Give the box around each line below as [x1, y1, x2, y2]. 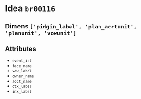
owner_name [12, 74, 34, 79]
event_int [12, 58, 32, 63]
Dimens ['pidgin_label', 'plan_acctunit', [5, 22, 137, 30]
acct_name [12, 79, 32, 84]
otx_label [12, 84, 32, 89]
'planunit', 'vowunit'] [5, 29, 77, 37]
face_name [12, 64, 32, 69]
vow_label [12, 69, 32, 74]
